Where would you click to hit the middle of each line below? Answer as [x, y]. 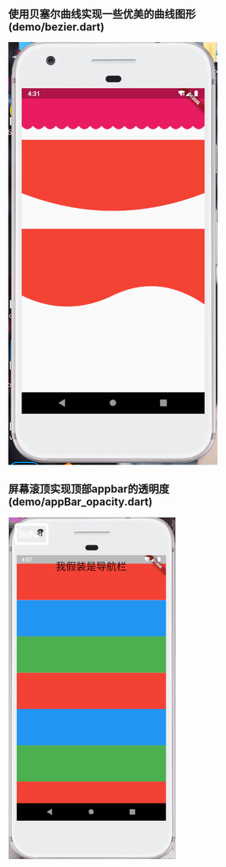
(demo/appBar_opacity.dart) [80, 502]
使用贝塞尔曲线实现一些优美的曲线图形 [102, 14]
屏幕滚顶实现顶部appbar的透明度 [89, 489]
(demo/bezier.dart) [56, 27]
